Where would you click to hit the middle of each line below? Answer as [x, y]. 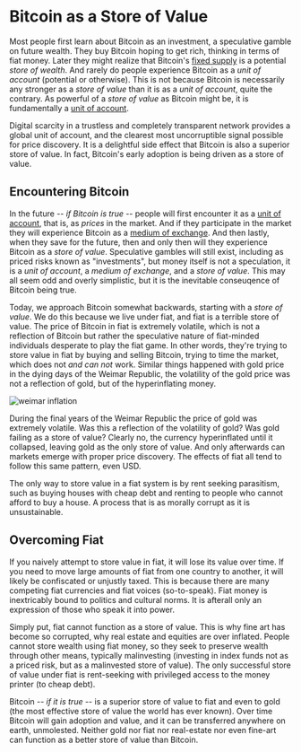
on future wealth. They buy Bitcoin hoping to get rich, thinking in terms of [145, 50]
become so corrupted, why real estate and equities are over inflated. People [150, 636]
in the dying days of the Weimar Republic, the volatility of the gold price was [150, 373]
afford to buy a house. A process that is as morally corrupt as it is [130, 502]
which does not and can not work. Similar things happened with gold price [147, 364]
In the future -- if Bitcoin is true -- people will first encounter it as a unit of [146, 214]
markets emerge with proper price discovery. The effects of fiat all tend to [146, 456]
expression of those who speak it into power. [92, 609]
